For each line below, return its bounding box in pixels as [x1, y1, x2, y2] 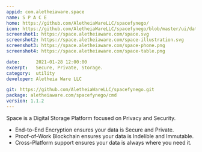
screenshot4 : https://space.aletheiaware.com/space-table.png [6, 48, 165, 54]
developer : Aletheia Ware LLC [6, 76, 82, 82]
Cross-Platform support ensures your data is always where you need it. [14, 139, 192, 146]
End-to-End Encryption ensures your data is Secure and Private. [14, 126, 174, 133]
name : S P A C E [6, 14, 47, 21]
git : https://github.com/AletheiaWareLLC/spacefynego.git [6, 87, 155, 93]
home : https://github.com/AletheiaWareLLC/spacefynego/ [6, 20, 149, 26]
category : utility [6, 70, 55, 76]
